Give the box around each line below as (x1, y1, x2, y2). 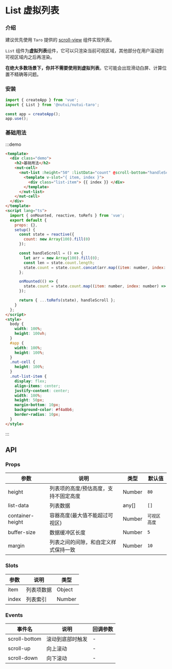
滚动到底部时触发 (46, 635, 88, 642)
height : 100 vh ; (14, 331, 47, 336)
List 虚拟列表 (5, 5, 59, 16)
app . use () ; (5, 116, 29, 121)
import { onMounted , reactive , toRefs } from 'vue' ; (10, 213, 125, 218)
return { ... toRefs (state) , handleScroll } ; (18, 298, 116, 303)
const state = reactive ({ (18, 232, 74, 237)
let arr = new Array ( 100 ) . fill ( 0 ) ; (24, 255, 100, 261)
